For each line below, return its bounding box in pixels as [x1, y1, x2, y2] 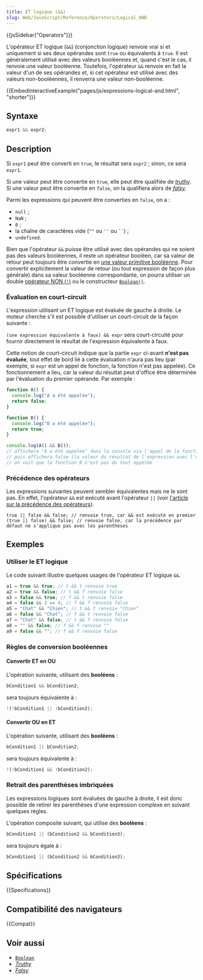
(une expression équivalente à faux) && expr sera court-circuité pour [6, 331, 184, 338]
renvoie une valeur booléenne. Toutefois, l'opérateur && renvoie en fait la [6, 62, 187, 70]
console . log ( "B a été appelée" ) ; [11, 420, 96, 426]
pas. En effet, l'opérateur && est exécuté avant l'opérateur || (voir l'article [6, 494, 188, 502]
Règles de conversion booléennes [6, 642, 108, 651]
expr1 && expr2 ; [6, 127, 47, 133]
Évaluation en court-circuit [6, 292, 87, 301]
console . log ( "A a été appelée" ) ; [11, 392, 96, 399]
